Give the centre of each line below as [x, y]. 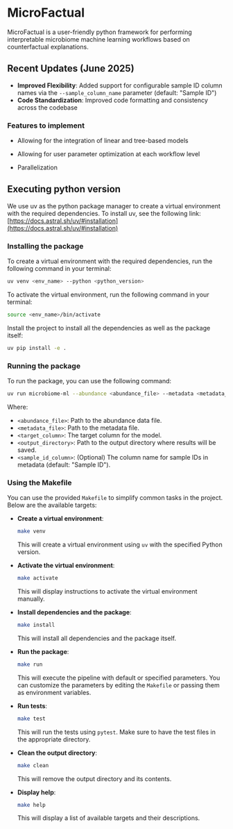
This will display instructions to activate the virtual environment [107, 591]
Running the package [44, 366]
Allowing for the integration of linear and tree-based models [103, 141]
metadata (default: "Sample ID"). [64, 464]
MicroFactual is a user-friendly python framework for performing [100, 32]
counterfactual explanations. [48, 47]
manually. [31, 599]
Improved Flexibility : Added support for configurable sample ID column [120, 85]
